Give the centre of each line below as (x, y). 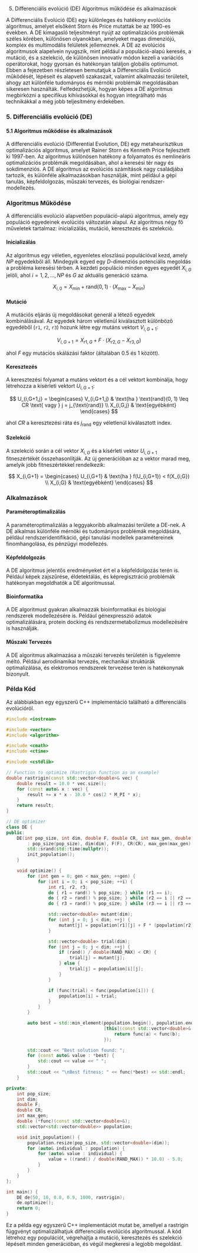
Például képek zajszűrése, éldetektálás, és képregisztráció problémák (91, 577)
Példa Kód (21, 689)
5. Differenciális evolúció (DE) (49, 116)
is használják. (23, 629)
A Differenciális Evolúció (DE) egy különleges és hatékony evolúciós (88, 20)
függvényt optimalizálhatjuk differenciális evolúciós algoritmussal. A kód (94, 1231)
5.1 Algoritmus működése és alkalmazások (59, 131)
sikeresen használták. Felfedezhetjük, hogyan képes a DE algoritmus (89, 89)
